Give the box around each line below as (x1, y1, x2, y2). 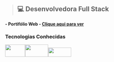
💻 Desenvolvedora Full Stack (17, 5, 109, 13)
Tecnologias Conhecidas (5, 33, 66, 40)
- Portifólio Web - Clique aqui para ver (5, 21, 84, 27)
